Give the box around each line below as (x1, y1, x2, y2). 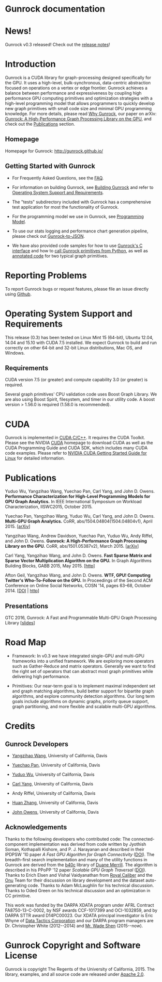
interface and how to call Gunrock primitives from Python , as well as (12, 247, 148, 253)
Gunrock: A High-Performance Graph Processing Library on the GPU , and (5, 116, 152, 122)
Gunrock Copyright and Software (5, 940, 141, 950)
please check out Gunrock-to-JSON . (12, 233, 85, 239)
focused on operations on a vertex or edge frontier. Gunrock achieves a (5, 85, 147, 91)
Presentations (5, 602, 48, 610)
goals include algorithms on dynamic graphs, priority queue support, (12, 699, 149, 704)
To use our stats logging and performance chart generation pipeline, (12, 228, 148, 234)
